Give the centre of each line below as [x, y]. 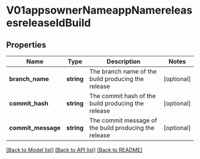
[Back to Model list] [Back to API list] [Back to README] [74, 150]
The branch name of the [123, 71]
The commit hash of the [122, 96]
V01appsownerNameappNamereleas [99, 10]
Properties [26, 45]
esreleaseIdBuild [49, 23]
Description [124, 61]
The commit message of [123, 120]
